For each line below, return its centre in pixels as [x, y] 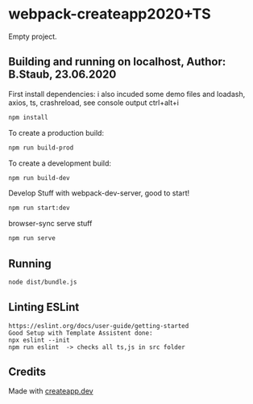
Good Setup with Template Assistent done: [81, 333]
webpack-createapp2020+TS [110, 14]
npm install [28, 117]
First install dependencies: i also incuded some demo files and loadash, [127, 94]
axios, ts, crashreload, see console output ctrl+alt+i [94, 103]
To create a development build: [60, 163]
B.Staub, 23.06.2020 [62, 75]
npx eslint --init [39, 340]
